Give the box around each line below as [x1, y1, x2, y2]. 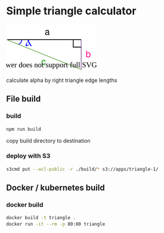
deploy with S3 [6, 152, 51, 160]
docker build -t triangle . [6, 215, 76, 221]
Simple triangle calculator [6, 4, 137, 18]
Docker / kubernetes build [6, 183, 106, 193]
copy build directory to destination [6, 137, 91, 144]
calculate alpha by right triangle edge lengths [6, 76, 117, 84]
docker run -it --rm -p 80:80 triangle [6, 221, 106, 228]
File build [6, 94, 41, 104]
